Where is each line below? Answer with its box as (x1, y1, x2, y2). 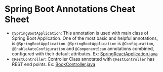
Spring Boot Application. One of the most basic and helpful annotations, (11, 35, 159, 41)
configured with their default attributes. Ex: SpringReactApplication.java (11, 50, 158, 57)
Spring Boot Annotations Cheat (4, 3, 135, 15)
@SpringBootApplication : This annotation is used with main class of (11, 30, 149, 36)
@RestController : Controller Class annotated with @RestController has (11, 56, 155, 62)
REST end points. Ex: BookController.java (11, 61, 96, 67)
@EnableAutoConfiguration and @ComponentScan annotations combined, (11, 46, 154, 51)
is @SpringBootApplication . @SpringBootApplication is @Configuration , (11, 40, 155, 46)
